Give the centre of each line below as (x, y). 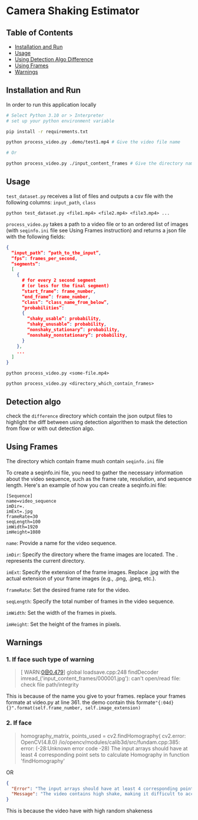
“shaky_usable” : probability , (64, 319)
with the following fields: (36, 237)
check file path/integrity (49, 685)
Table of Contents (40, 33)
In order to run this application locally (51, 104)
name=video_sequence (32, 501)
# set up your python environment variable (60, 121)
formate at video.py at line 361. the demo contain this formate (81, 703)
